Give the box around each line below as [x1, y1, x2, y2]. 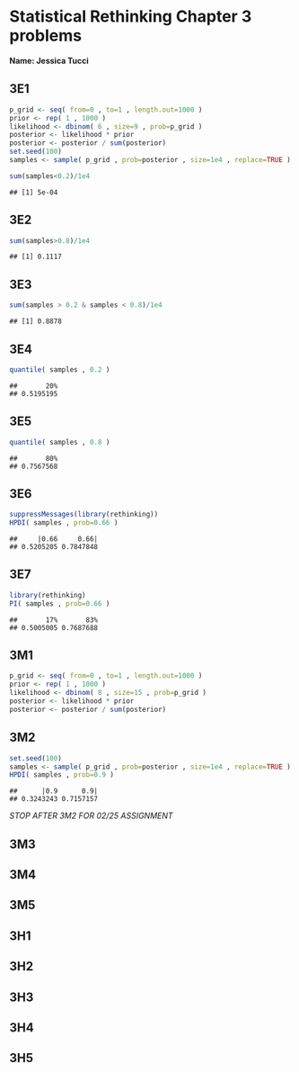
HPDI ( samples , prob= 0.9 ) [9, 770, 115, 779]
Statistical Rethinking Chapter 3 [9, 6, 252, 27]
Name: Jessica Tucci [9, 55, 90, 66]
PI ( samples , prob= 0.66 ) [9, 599, 110, 608]
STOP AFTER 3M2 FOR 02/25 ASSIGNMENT [9, 810, 173, 821]
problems [9, 25, 83, 46]
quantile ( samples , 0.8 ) [9, 437, 110, 446]
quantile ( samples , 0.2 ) [9, 365, 110, 374]
